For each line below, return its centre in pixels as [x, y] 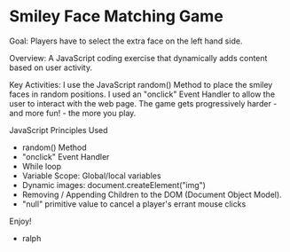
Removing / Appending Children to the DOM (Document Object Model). [152, 194]
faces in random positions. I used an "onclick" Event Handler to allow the [142, 94]
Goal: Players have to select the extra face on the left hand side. [126, 41]
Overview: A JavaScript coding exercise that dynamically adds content [138, 58]
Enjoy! [21, 221]
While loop [42, 166]
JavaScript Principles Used [59, 130]
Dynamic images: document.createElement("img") [114, 185]
